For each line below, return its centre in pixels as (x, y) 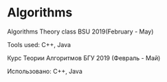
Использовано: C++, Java (45, 71)
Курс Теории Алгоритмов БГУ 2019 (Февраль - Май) (84, 58)
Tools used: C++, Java (39, 44)
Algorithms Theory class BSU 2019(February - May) (80, 31)
